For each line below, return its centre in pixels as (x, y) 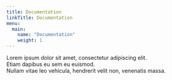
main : (19, 29)
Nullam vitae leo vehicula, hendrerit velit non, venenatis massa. (86, 71)
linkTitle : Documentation (39, 18)
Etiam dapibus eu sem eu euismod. (51, 64)
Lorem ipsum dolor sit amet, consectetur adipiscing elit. (77, 58)
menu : (13, 23)
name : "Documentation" (46, 35)
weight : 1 (30, 40)
